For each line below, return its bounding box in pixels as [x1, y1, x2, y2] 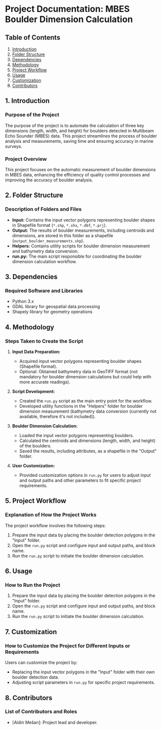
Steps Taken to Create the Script [5, 337, 84, 344]
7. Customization [5, 627, 57, 636]
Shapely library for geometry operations [12, 309, 92, 315]
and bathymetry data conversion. [12, 248, 79, 254]
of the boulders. [19, 443, 52, 449]
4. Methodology [5, 323, 54, 331]
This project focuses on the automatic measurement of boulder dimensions [5, 166, 156, 172]
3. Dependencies [5, 273, 58, 281]
